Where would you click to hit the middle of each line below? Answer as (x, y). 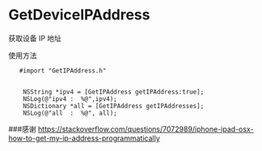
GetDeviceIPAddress (79, 15)
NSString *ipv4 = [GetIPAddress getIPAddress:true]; (114, 92)
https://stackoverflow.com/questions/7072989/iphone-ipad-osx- (146, 129)
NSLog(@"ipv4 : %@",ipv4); (70, 99)
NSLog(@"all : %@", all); (70, 113)
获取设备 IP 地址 (35, 38)
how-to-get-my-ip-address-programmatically (84, 138)
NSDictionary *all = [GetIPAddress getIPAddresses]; (114, 106)
